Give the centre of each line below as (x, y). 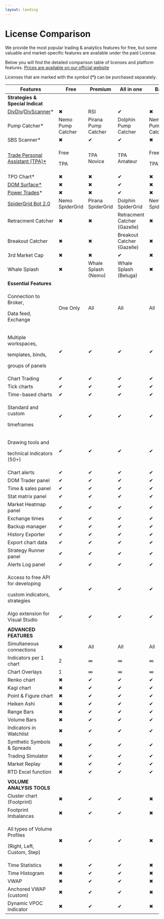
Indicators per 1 (26, 657)
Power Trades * (25, 192)
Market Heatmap (27, 504)
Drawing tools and (29, 442)
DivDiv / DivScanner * (31, 111)
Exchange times (26, 518)
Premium (100, 89)
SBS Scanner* (24, 139)
